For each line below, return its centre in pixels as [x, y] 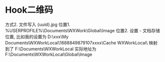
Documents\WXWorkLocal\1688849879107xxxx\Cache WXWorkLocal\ [76, 42]
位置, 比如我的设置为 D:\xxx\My [37, 37]
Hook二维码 [29, 10]
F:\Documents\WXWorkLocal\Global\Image [49, 54]
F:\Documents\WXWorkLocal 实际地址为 [55, 49]
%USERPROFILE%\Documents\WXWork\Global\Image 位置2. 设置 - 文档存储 [82, 30]
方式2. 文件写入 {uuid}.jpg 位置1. [38, 24]
